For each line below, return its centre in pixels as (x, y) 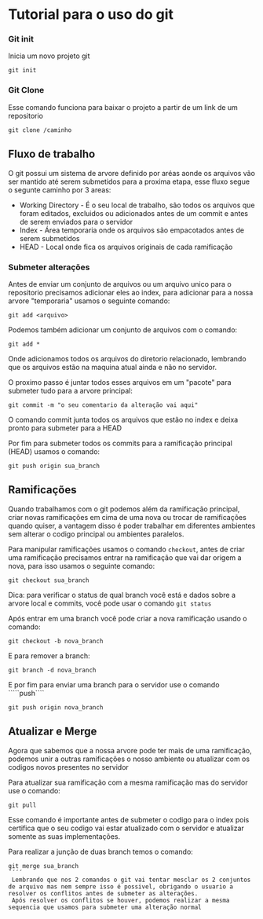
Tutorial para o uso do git (91, 15)
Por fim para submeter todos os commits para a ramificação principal (121, 443)
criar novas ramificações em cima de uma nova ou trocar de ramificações (128, 517)
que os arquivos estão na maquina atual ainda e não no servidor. (113, 367)
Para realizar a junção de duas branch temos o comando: (101, 851)
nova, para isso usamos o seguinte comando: (82, 566)
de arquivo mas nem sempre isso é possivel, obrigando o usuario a (121, 886)
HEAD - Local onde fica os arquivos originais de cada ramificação (126, 247)
